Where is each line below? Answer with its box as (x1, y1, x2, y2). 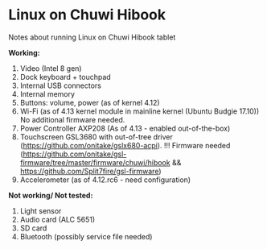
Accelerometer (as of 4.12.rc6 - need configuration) (19, 175, 191, 185)
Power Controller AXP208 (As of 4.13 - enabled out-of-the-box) (19, 123, 231, 133)
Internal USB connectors (19, 81, 102, 90)
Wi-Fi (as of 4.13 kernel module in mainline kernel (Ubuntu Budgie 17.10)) (19, 106, 260, 116)
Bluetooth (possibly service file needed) (19, 231, 153, 241)
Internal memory (19, 89, 75, 98)
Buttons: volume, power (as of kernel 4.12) (19, 98, 160, 107)
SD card (19, 223, 47, 233)
